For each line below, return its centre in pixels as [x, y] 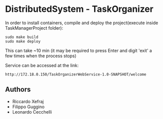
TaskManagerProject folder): [34, 28]
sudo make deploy [23, 41]
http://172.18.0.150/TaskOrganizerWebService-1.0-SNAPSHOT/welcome [76, 74]
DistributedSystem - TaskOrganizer [79, 9]
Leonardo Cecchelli [32, 112]
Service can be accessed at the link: [42, 65]
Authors [18, 90]
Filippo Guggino [28, 107]
